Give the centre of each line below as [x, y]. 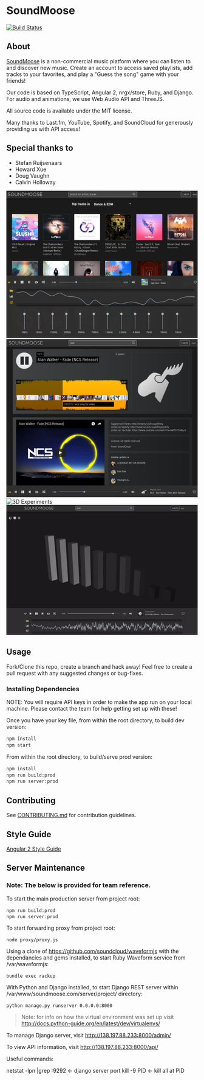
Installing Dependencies [43, 689]
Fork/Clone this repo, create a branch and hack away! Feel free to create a [99, 666]
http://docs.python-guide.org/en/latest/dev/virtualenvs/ [91, 1023]
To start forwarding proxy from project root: [61, 928]
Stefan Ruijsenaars [39, 162]
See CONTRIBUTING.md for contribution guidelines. [71, 815]
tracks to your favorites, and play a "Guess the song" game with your [93, 74]
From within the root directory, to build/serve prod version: [80, 757]
